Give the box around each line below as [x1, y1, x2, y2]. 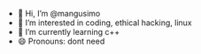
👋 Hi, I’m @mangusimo [17, 9, 101, 18]
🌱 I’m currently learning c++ [17, 27, 120, 37]
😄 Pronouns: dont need [17, 36, 105, 46]
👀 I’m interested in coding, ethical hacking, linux [17, 17, 192, 28]
